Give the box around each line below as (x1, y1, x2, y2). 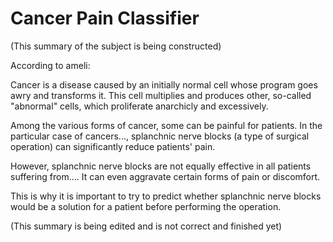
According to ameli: (10, 59, 91, 71)
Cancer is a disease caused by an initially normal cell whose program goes (10, 78, 318, 91)
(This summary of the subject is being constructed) (10, 40, 222, 52)
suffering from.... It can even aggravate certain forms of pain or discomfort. (10, 170, 321, 182)
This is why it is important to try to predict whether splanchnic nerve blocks (10, 190, 322, 202)
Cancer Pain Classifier (10, 7, 200, 30)
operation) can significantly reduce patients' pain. (10, 140, 216, 152)
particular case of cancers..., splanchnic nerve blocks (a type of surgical (10, 130, 310, 142)
